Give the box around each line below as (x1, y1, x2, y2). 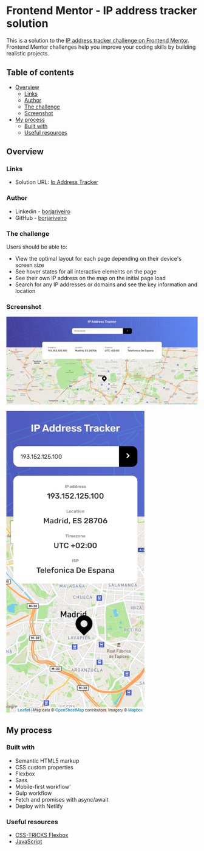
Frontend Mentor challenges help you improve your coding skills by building (6, 43, 196, 51)
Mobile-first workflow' (15, 783, 71, 790)
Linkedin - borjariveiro (15, 208, 71, 215)
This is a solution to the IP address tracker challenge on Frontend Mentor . (6, 37, 190, 44)
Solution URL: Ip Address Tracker (15, 178, 98, 186)
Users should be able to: (6, 243, 68, 250)
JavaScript (15, 838, 42, 846)
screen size (15, 261, 44, 269)
